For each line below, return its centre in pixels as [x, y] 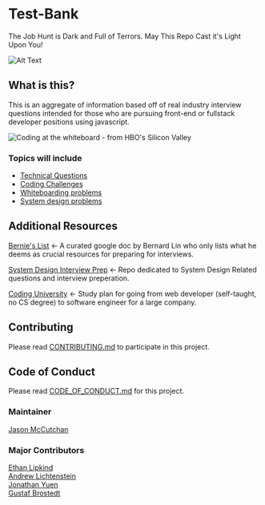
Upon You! [26, 44]
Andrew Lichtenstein [42, 476]
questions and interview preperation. [69, 278]
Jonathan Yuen [33, 485]
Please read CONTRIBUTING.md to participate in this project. [109, 346]
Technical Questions [54, 176]
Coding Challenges [51, 184]
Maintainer [30, 412]
